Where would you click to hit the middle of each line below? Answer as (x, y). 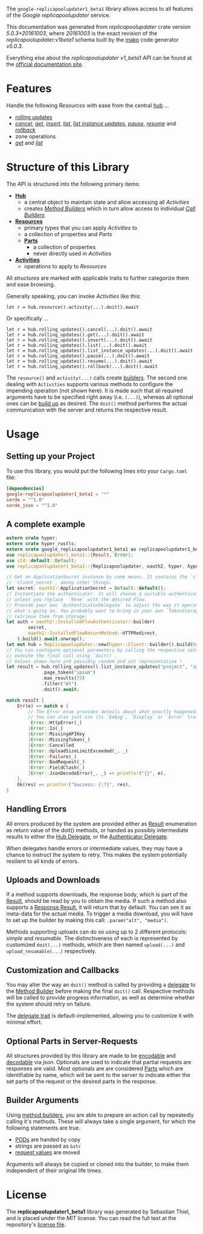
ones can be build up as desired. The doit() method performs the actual (97, 403)
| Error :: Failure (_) (53, 757)
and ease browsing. (31, 284)
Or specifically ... (27, 318)
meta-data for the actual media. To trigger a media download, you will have (100, 914)
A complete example (46, 524)
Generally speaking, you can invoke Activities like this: (74, 296)
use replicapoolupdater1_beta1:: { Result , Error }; (70, 555)
